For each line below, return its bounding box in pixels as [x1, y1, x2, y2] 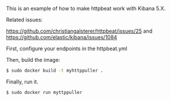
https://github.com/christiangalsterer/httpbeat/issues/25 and [6, 27, 153, 34]
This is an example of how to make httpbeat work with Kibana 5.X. [6, 5, 166, 12]
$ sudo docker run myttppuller [6, 89, 83, 95]
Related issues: [6, 16, 43, 23]
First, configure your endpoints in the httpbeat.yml [6, 45, 128, 52]
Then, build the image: [6, 57, 60, 63]
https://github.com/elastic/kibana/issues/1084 [6, 34, 117, 40]
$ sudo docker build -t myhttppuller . [6, 68, 104, 74]
